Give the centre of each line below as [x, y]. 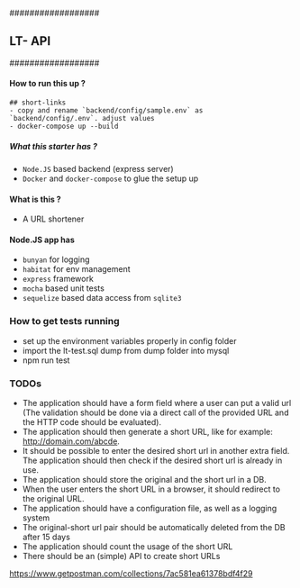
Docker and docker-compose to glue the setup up [110, 178]
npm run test [46, 360]
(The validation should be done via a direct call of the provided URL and [155, 412]
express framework [58, 279]
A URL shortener [53, 219]
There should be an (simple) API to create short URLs [121, 556]
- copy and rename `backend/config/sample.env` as [106, 111]
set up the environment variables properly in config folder [129, 340]
